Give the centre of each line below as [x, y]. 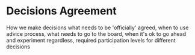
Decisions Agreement [62, 11]
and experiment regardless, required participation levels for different [91, 40]
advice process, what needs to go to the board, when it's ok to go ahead [96, 33]
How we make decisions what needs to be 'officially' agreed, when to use [97, 27]
